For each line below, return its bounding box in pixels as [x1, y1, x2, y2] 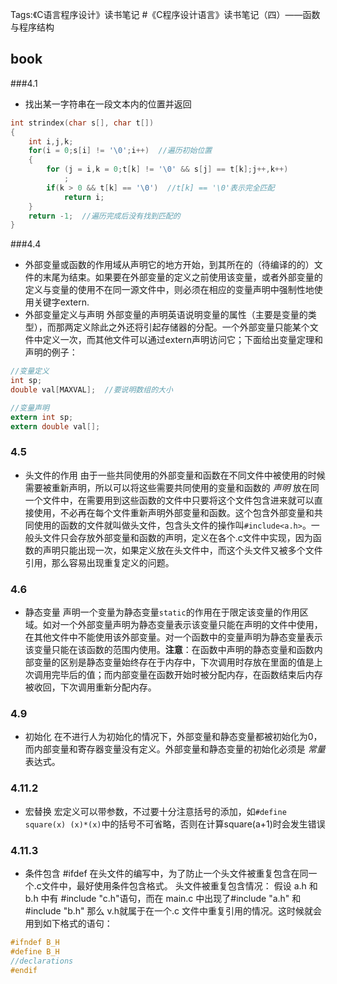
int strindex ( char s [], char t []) [10, 118, 155, 128]
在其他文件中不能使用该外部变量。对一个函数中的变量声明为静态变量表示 [24, 631, 323, 643]
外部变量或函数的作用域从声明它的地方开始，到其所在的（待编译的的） [24, 259, 315, 271]
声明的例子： [24, 346, 78, 358]
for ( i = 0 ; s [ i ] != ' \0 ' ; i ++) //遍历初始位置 [28, 146, 213, 156]
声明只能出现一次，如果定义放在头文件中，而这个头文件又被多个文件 [42, 544, 323, 556]
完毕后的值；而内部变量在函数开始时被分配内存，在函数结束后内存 [51, 669, 323, 681]
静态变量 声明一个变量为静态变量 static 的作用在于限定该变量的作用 [24, 606, 300, 618]
